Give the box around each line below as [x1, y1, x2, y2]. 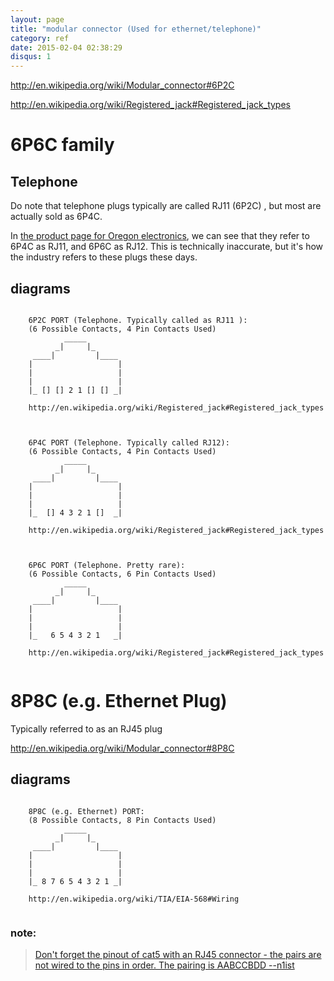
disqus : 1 [10, 52, 52, 62]
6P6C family [10, 134, 115, 156]
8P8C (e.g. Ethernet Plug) [10, 690, 228, 713]
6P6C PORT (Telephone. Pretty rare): [28, 560, 186, 570]
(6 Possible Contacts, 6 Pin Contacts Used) [28, 569, 217, 579]
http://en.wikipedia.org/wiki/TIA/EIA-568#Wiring [28, 894, 240, 904]
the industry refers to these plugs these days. [10, 251, 198, 263]
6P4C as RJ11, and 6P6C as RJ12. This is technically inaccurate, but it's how [10, 241, 324, 253]
